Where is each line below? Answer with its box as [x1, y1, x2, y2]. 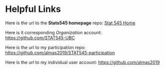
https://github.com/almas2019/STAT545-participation [5, 50, 115, 56]
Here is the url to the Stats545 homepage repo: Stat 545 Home [5, 20, 136, 26]
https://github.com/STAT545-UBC [5, 35, 75, 41]
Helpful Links [5, 3, 61, 15]
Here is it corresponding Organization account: [5, 29, 102, 35]
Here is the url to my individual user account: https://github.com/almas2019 [5, 59, 160, 65]
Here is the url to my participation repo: [5, 44, 86, 50]
